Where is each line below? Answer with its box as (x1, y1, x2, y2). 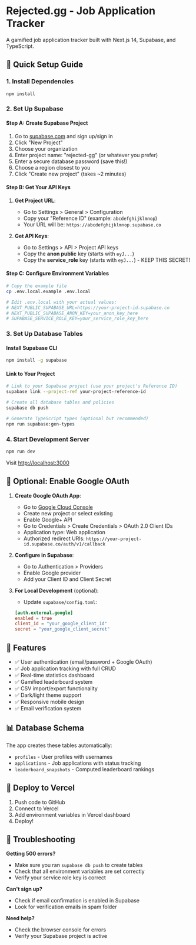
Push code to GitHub (14, 798, 66, 806)
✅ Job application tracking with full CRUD (14, 665, 116, 672)
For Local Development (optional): (14, 587, 99, 594)
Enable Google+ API (23, 516, 72, 523)
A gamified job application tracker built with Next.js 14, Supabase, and (6, 36, 176, 43)
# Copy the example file (6, 283, 67, 289)
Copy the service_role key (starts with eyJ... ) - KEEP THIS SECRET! (23, 256, 191, 264)
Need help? (6, 915, 35, 922)
